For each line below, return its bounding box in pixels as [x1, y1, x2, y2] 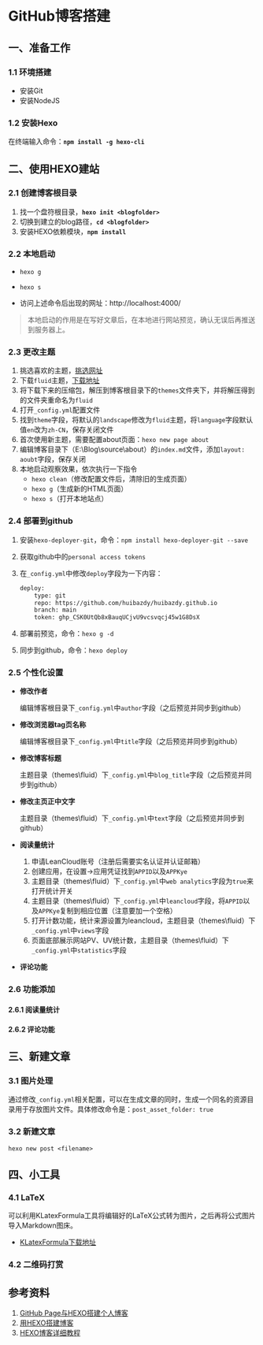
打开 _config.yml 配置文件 [19, 405, 101, 414]
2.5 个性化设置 [8, 667, 64, 678]
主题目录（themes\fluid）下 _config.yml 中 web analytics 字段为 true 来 [31, 876, 254, 886]
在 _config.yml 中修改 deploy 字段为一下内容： [19, 568, 163, 578]
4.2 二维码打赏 [8, 1259, 64, 1270]
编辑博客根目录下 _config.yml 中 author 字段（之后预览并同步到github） [19, 703, 246, 713]
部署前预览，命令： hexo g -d [19, 629, 114, 638]
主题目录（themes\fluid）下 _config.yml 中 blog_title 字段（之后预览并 [19, 770, 246, 780]
